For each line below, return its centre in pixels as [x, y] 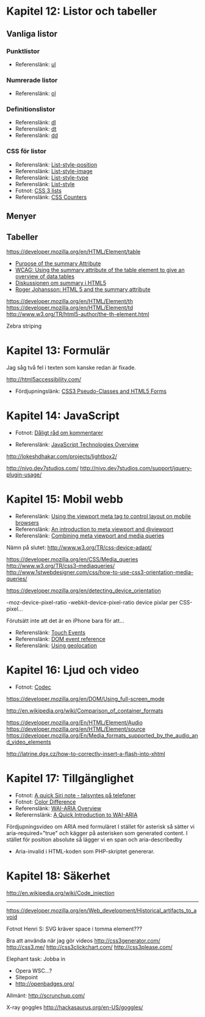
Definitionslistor [31, 109]
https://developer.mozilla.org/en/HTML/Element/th [70, 301]
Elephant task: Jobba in [36, 958]
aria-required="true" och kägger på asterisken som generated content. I [97, 833]
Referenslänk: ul [35, 64]
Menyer [21, 216]
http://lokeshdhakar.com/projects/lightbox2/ [62, 456]
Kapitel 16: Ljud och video [73, 670]
